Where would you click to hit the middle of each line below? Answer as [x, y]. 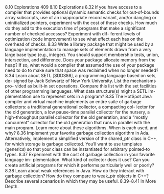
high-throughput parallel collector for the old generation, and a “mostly [77, 117]
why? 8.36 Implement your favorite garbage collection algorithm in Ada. [77, 133]
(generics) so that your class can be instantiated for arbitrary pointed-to [78, 149]
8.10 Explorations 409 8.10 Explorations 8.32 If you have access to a [73, 7]
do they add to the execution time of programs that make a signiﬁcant [75, 28]
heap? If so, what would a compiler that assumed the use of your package [80, 65]
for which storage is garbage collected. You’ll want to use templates [74, 144]
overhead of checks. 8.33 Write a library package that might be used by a [79, 44]
